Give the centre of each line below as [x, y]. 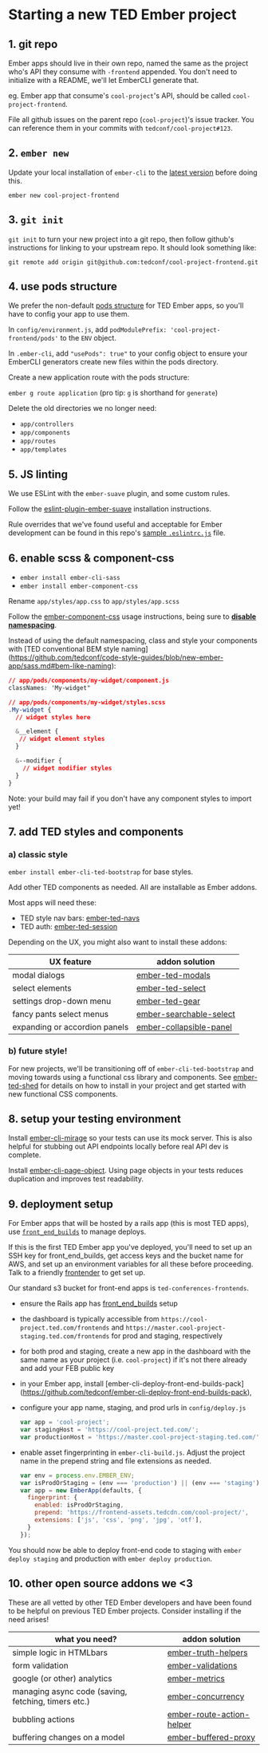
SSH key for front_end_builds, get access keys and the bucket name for [126, 1256]
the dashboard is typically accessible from [89, 1319]
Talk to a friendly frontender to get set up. [77, 1273]
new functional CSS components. [63, 1093]
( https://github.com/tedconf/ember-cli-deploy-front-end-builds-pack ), [136, 1393]
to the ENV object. [89, 338]
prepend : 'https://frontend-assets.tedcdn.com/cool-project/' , [142, 1513]
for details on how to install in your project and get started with [143, 1085]
